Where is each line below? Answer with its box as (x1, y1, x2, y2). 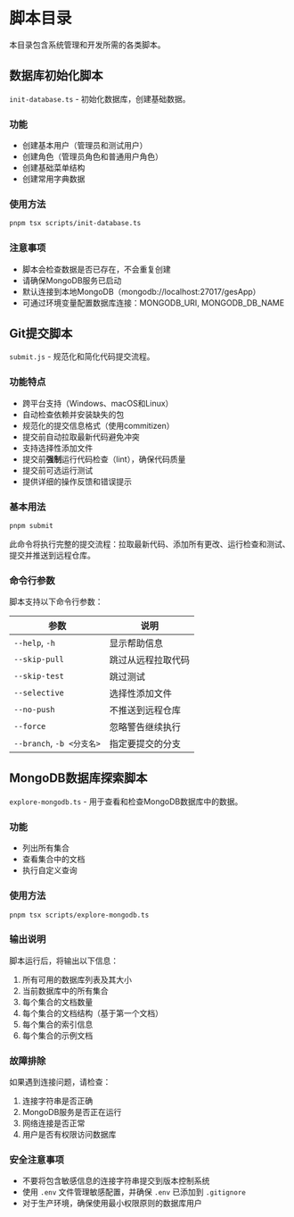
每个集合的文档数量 (21, 996, 94, 1007)
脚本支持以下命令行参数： (9, 596, 103, 608)
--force (13, 721, 46, 732)
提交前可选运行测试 (21, 465, 94, 475)
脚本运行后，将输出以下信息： (9, 955, 118, 966)
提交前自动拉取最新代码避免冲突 (21, 431, 140, 442)
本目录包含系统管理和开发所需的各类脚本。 (9, 39, 166, 50)
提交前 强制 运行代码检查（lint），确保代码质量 (21, 453, 186, 465)
